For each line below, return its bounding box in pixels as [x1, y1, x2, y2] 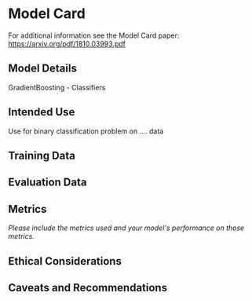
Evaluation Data [8, 176, 87, 189]
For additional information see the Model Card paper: [8, 31, 180, 40]
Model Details [8, 62, 77, 75]
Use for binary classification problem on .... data [8, 126, 164, 136]
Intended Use [8, 105, 75, 119]
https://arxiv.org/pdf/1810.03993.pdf [8, 38, 126, 48]
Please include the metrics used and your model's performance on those [8, 223, 245, 232]
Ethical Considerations [8, 254, 122, 268]
